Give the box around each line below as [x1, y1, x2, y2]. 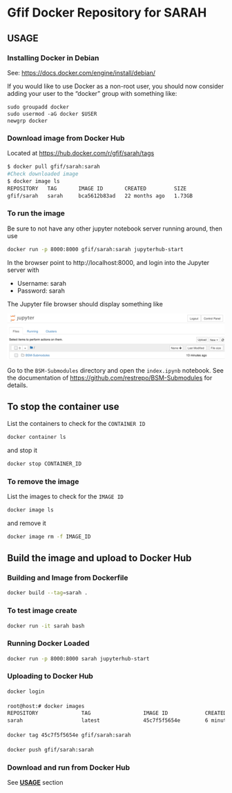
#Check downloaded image [7, 170, 79, 177]
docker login [7, 688, 45, 695]
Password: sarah [17, 286, 66, 295]
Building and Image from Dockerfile [7, 573, 129, 582]
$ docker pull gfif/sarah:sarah [7, 164, 100, 170]
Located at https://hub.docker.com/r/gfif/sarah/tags [7, 149, 155, 157]
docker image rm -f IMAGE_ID [7, 533, 91, 540]
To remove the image [7, 476, 79, 486]
